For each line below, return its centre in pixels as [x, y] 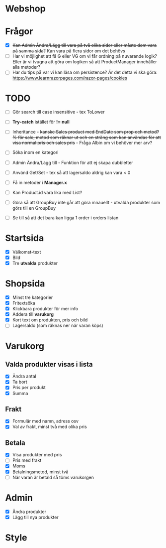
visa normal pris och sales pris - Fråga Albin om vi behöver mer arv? [82, 143]
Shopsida [25, 284]
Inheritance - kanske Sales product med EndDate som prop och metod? [85, 132]
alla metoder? [26, 67]
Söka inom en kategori [35, 152]
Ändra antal [24, 376]
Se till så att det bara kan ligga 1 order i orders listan [65, 218]
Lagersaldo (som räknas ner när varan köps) [58, 326]
